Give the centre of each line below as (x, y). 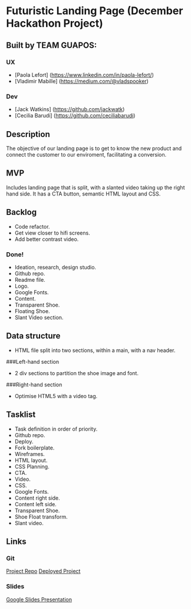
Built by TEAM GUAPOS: (52, 45)
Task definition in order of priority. (56, 429)
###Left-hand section (33, 362)
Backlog (22, 212)
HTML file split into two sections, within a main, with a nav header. (95, 350)
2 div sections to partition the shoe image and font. (76, 373)
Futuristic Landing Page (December (95, 11)
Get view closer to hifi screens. (52, 233)
